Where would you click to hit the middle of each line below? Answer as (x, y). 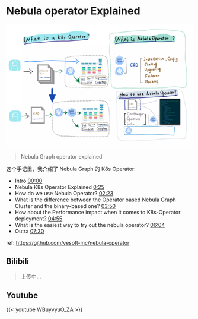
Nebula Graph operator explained (61, 156)
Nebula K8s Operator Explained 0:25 (60, 187)
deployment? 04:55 (39, 219)
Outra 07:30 (29, 231)
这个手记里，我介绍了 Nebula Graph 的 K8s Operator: (71, 169)
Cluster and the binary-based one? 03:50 (65, 206)
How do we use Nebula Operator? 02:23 (64, 193)
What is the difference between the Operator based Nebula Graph (95, 200)
